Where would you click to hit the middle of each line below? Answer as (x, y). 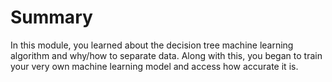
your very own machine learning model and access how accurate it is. (154, 66)
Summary (51, 17)
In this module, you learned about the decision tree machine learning (152, 45)
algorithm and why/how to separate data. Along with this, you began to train (166, 55)
